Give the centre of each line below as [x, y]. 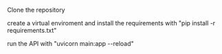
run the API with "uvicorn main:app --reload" [70, 43]
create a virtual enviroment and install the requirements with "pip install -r [111, 23]
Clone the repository [36, 10]
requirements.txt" [32, 30]
